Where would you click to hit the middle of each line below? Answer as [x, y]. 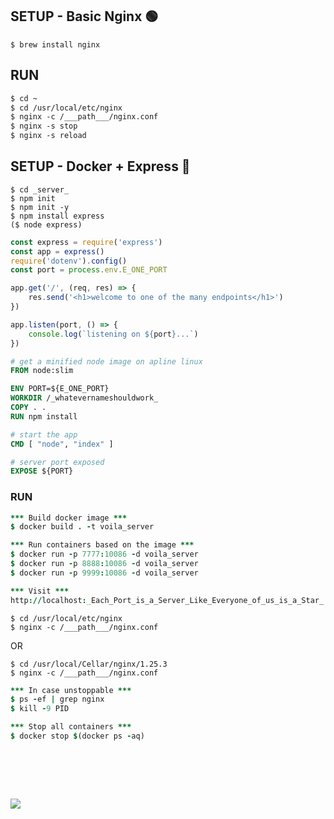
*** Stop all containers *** [71, 727]
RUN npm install [44, 416]
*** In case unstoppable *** [71, 690]
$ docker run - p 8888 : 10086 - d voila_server [104, 564]
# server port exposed [57, 462]
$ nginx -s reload [48, 136]
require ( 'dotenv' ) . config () [69, 261]
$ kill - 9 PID [40, 709]
